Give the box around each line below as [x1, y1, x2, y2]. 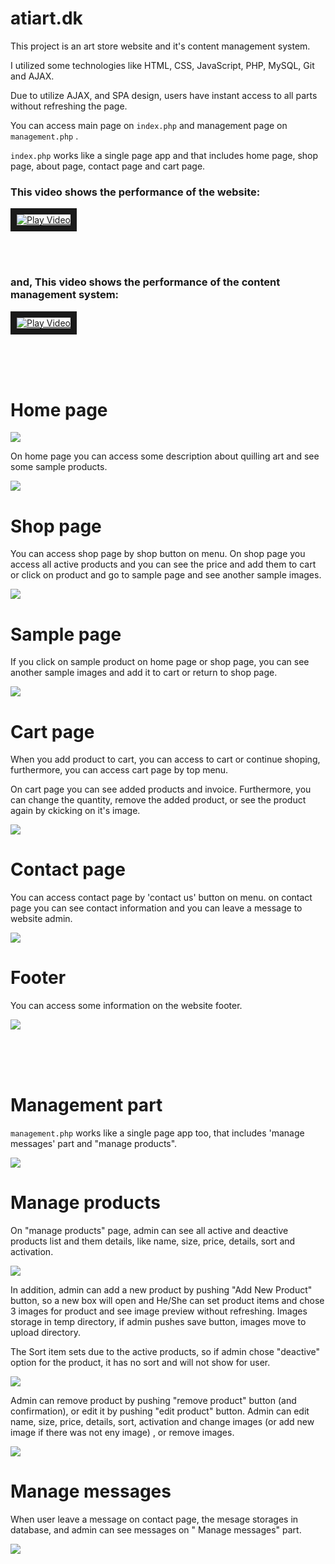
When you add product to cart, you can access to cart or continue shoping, [10, 753, 321, 766]
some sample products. [10, 461, 108, 473]
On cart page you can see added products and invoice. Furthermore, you [10, 783, 312, 796]
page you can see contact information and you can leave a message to [10, 902, 303, 914]
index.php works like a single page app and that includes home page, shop [10, 149, 319, 161]
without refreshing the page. [10, 100, 128, 112]
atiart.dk [10, 7, 83, 30]
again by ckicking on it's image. [10, 805, 141, 817]
